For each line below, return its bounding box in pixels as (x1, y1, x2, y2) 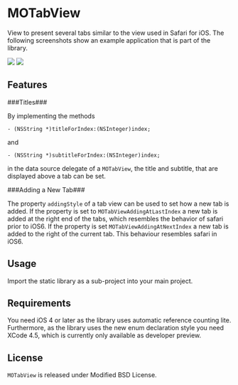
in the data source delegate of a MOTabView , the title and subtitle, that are (7, 164, 218, 172)
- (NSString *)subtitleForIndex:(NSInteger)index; (7, 152, 161, 159)
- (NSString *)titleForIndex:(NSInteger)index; (7, 125, 151, 132)
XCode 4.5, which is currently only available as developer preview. (7, 331, 202, 339)
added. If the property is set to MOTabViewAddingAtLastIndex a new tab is (7, 206, 218, 215)
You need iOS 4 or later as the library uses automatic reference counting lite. (7, 316, 232, 325)
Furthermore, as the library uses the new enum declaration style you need (7, 324, 225, 332)
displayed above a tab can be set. (7, 172, 107, 180)
